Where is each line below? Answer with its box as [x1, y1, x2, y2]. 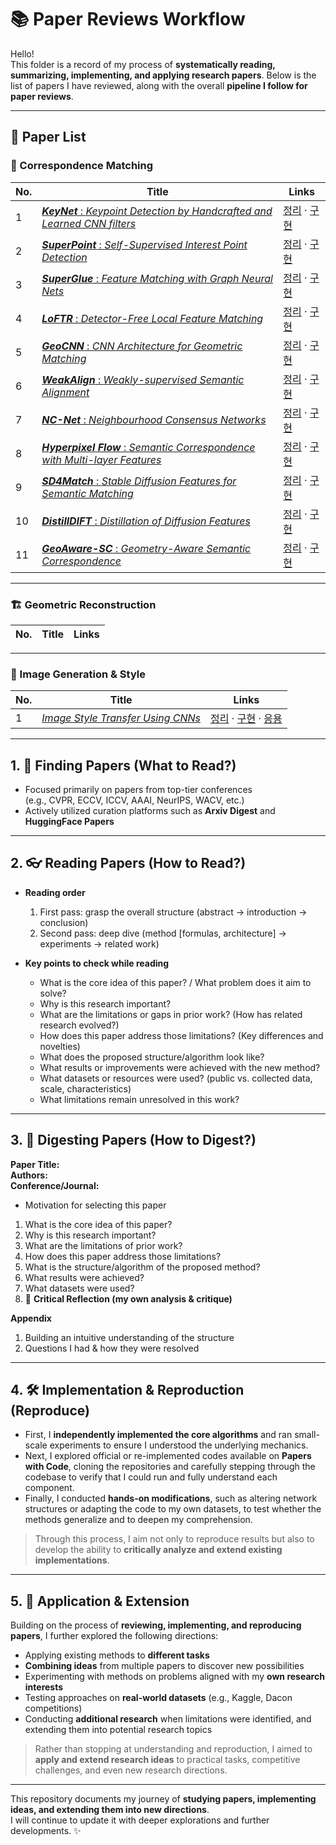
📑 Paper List [10, 129, 87, 146]
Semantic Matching [41, 486, 134, 500]
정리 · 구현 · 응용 [210, 712, 283, 726]
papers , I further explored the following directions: [10, 1630, 219, 1642]
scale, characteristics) [39, 1082, 132, 1095]
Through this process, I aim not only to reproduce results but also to [34, 1533, 315, 1545]
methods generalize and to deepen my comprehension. [24, 1514, 253, 1526]
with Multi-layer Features [41, 452, 162, 466]
